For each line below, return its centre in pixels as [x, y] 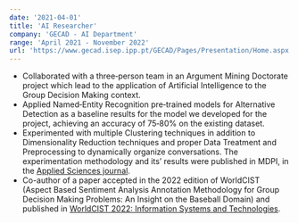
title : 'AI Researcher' [54, 26]
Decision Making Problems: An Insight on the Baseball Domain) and [146, 199]
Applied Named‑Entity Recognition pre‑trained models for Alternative [149, 104]
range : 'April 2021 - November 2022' [79, 42]
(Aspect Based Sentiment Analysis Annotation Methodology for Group [151, 190]
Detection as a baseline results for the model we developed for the [145, 114]
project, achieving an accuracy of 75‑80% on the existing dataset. [143, 124]
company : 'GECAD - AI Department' [74, 34]
